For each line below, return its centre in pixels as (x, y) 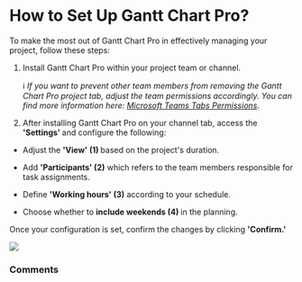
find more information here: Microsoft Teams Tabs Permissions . (141, 105)
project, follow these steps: (60, 50)
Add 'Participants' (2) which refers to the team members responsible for (157, 167)
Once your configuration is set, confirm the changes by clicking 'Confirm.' (148, 229)
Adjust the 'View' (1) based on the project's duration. (121, 150)
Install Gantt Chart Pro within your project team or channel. (132, 68)
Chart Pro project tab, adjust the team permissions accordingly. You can (157, 96)
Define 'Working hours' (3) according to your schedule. (127, 194)
